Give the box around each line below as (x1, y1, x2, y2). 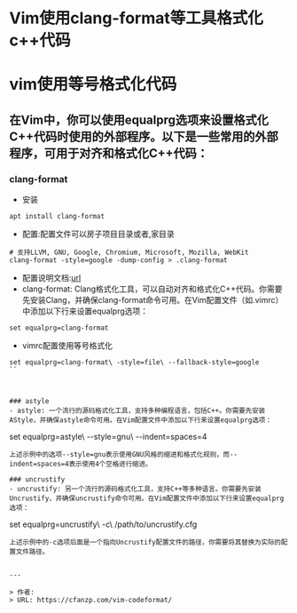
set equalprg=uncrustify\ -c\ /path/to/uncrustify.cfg (9, 519, 198, 529)
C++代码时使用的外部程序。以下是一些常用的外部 (9, 129, 279, 144)
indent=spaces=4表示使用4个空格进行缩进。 (9, 459, 152, 469)
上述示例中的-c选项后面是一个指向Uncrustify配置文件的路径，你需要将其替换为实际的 (9, 538, 282, 547)
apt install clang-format (9, 212, 105, 221)
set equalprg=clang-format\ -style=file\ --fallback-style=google (9, 358, 260, 367)
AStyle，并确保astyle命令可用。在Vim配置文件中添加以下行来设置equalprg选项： (9, 416, 272, 425)
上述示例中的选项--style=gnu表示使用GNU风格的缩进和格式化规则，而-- (9, 450, 238, 459)
